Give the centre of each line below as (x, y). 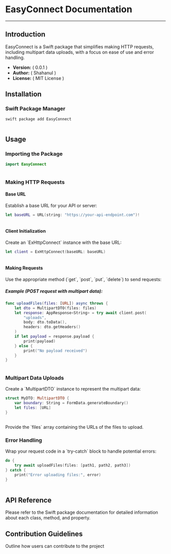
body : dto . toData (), (45, 322)
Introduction (25, 34)
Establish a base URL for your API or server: (51, 205)
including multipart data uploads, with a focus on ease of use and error (80, 52)
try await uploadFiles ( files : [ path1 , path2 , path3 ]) (73, 465)
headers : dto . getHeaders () (52, 327)
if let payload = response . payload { (54, 337)
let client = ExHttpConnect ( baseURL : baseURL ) (55, 252)
